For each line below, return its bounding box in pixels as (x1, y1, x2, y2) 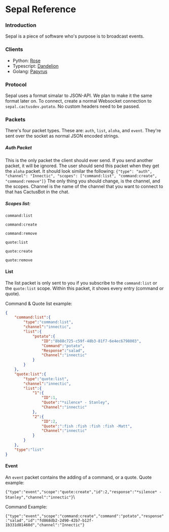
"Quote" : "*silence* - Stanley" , (41, 400, 110, 405)
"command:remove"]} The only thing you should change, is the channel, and (5, 178, 160, 184)
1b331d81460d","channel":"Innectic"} (5, 522, 85, 527)
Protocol (5, 81, 27, 88)
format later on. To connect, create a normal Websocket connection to (5, 98, 152, 104)
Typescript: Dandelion (12, 62, 59, 69)
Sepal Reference (5, 4, 76, 15)
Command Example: (5, 504, 48, 510)
